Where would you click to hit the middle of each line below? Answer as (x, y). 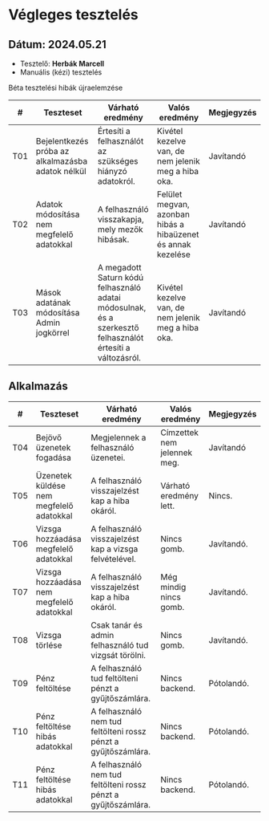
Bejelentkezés (62, 141)
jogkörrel (52, 333)
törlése (49, 645)
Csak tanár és (116, 625)
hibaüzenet (178, 234)
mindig (173, 587)
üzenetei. (108, 457)
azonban (174, 214)
